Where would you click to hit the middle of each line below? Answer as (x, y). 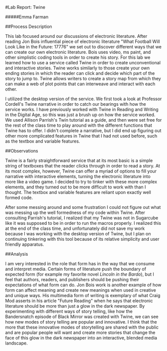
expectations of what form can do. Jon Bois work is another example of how (83, 285)
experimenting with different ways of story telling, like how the (69, 311)
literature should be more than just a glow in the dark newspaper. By (75, 306)
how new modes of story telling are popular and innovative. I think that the (81, 322)
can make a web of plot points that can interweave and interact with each (80, 84)
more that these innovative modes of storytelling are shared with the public (82, 327)
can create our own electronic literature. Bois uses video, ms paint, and (78, 52)
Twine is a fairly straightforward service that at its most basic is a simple (79, 161)
